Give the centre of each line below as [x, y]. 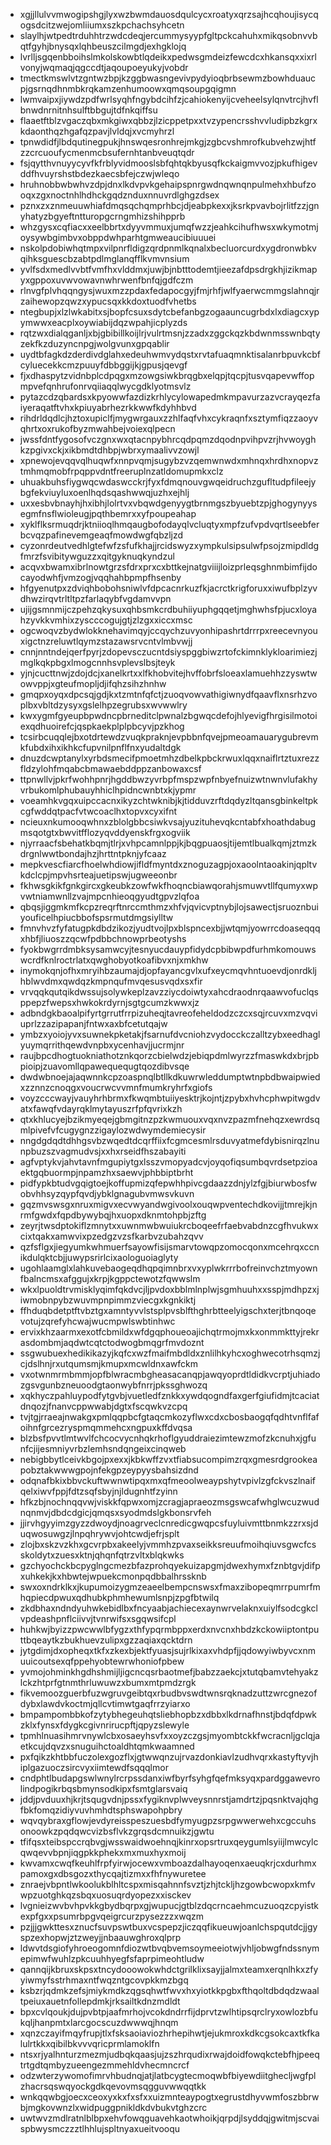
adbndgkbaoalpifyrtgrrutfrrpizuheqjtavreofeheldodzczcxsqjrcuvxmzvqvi [168, 1013]
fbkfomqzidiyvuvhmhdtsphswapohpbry [101, 1810]
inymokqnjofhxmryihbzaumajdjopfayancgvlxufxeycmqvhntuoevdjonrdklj [168, 970]
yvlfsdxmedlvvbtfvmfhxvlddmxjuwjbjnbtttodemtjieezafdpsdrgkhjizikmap [168, 269]
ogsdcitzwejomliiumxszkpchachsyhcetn [102, 25]
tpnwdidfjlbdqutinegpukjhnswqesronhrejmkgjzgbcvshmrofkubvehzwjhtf [168, 142]
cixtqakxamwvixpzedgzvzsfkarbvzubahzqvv [111, 1236]
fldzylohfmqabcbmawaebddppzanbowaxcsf [110, 768]
